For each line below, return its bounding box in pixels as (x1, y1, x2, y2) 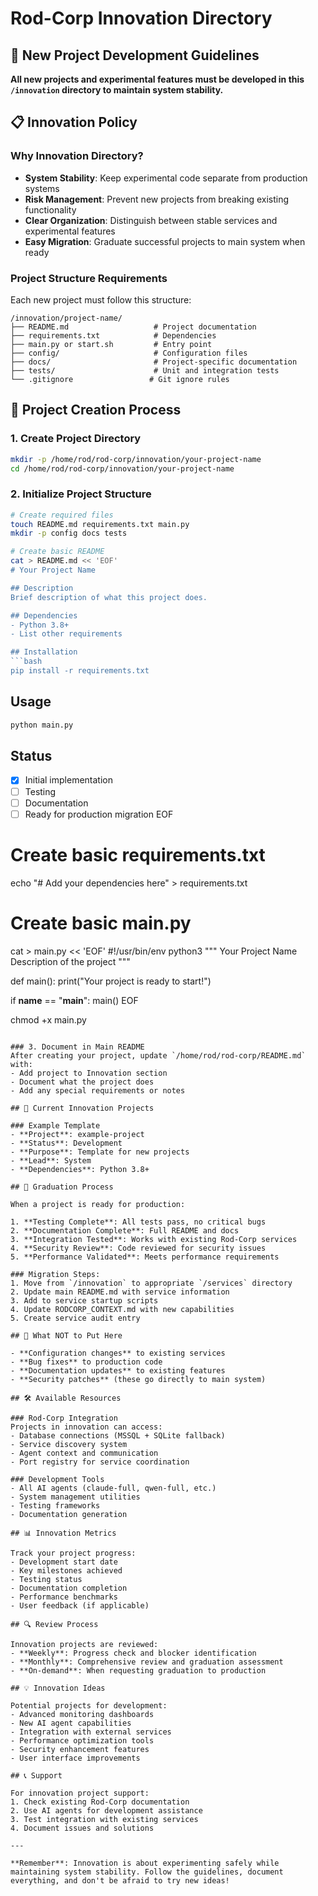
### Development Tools (10, 1474, 105, 1484)
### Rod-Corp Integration (10, 1413, 118, 1423)
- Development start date (10, 1557, 118, 1567)
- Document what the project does (10, 1077, 155, 1087)
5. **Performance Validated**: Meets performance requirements (10, 1252, 280, 1262)
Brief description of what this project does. (10, 592, 208, 602)
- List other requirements (10, 629, 123, 639)
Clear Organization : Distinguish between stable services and (24, 214, 278, 226)
